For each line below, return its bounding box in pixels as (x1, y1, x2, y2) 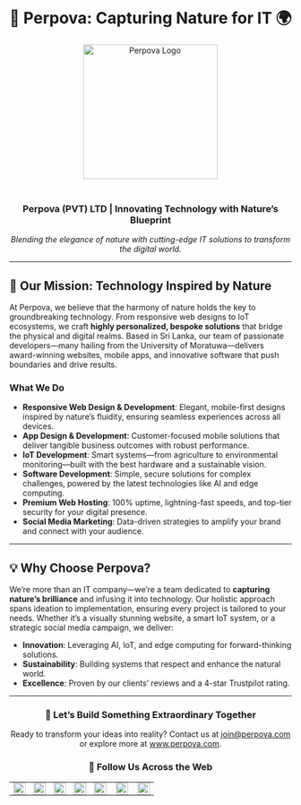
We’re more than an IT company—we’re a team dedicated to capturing (9, 584, 271, 595)
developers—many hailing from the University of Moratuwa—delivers (9, 340, 264, 351)
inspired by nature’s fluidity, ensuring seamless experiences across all (21, 411, 281, 423)
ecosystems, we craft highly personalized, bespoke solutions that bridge (9, 321, 283, 332)
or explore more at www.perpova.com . (79, 739, 222, 749)
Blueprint (129, 214, 172, 226)
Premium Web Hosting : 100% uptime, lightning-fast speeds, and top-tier (21, 497, 292, 508)
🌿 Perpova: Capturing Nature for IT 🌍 (9, 8, 292, 29)
